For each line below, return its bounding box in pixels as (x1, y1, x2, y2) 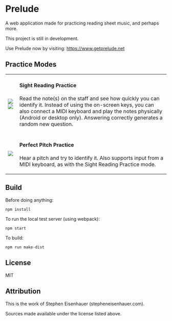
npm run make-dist (5, 244, 45, 250)
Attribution (5, 287, 41, 296)
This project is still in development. (5, 35, 79, 41)
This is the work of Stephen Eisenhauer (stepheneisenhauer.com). (5, 301, 145, 307)
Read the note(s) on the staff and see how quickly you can (19, 95, 160, 102)
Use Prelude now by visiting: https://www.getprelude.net (5, 45, 125, 51)
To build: (5, 234, 24, 241)
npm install (5, 207, 31, 212)
